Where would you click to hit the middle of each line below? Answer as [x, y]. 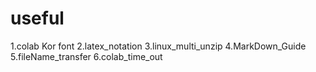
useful [37, 18]
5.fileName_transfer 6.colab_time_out [86, 56]
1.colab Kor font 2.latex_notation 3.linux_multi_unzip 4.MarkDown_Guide [158, 46]
